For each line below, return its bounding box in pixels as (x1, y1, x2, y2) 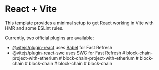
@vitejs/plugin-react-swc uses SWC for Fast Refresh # (12, 50, 126, 56)
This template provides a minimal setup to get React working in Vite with (5, 20, 154, 26)
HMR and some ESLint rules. (5, 25, 64, 31)
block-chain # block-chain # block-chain (29, 60, 112, 66)
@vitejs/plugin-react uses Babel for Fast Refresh (12, 44, 113, 50)
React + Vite (5, 3, 57, 15)
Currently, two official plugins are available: (5, 35, 94, 41)
